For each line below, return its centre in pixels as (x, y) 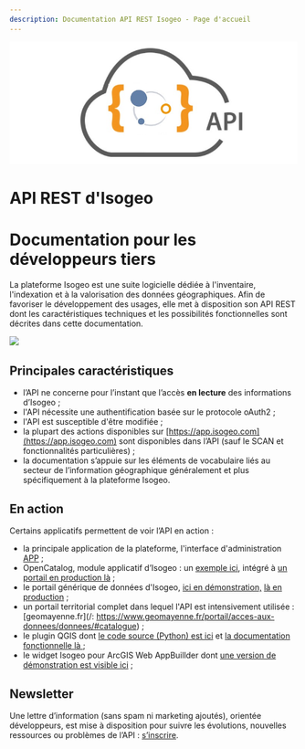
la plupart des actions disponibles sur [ (96, 432)
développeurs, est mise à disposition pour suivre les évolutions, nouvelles (148, 725)
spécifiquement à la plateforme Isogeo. (96, 480)
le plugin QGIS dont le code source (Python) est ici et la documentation (156, 636)
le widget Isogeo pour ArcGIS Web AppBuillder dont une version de (149, 655)
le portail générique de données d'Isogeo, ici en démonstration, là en (152, 587)
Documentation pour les (103, 240)
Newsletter (42, 694)
